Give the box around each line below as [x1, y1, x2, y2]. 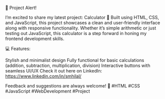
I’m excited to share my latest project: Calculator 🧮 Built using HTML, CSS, [5, 14, 159, 20]
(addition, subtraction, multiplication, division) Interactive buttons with [5, 62, 150, 68]
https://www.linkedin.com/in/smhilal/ [5, 73, 82, 79]
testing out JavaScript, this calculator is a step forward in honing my [5, 30, 147, 36]
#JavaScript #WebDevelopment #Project [5, 88, 90, 94]
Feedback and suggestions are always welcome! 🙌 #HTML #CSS [5, 83, 140, 88]
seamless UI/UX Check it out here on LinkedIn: [5, 68, 102, 73]
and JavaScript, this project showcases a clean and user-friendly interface [5, 20, 160, 25]
